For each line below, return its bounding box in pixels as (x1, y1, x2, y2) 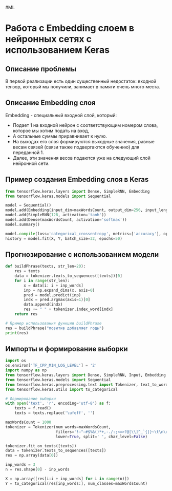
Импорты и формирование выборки (5, 344, 128, 353)
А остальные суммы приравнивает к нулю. (12, 133, 107, 139)
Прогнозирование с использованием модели (5, 250, 159, 259)
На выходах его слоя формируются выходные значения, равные (12, 138, 155, 144)
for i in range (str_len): (14, 278, 70, 283)
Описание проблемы (5, 64, 77, 73)
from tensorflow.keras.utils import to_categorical (5, 387, 118, 392)
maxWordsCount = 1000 (5, 420, 52, 425)
